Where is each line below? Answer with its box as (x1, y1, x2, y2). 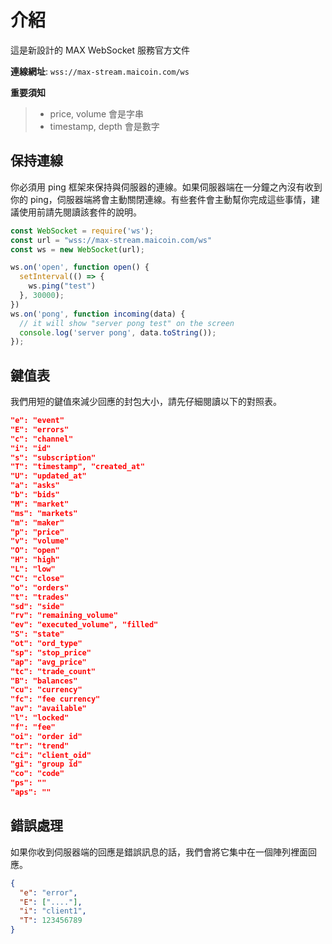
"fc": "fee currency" (10, 694, 101, 705)
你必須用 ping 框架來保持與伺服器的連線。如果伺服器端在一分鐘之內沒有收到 (10, 181, 323, 193)
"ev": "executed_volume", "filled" (10, 620, 159, 630)
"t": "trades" (10, 592, 70, 602)
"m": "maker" (10, 517, 65, 528)
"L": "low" (10, 564, 56, 575)
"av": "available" (10, 704, 87, 714)
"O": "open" (10, 546, 60, 556)
